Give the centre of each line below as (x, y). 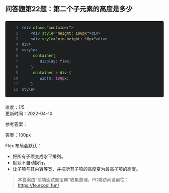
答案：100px (18, 135)
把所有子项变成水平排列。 (39, 156)
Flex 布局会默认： (23, 146)
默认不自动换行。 (30, 163)
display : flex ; (55, 61)
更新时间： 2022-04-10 (29, 114)
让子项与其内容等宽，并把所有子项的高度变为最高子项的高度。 (76, 169)
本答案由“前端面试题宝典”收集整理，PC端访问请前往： (73, 180)
